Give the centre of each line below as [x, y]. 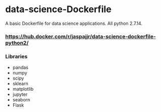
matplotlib [23, 89]
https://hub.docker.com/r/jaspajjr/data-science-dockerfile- [80, 36]
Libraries [16, 56]
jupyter [20, 94]
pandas [21, 67]
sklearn [21, 84]
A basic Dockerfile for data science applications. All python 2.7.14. [74, 23]
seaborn [21, 100]
